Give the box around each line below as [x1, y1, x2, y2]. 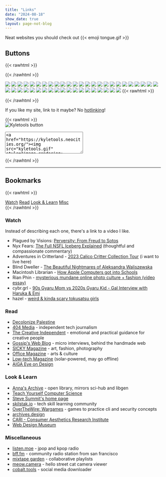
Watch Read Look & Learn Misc [5, 199, 69, 205]
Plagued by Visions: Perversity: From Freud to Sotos [12, 238, 119, 244]
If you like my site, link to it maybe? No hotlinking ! [5, 107, 106, 113]
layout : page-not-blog [5, 21, 52, 26]
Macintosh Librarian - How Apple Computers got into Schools [12, 269, 138, 275]
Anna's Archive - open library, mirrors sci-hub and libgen [12, 385, 128, 391]
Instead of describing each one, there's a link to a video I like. [5, 228, 130, 234]
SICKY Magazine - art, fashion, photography [12, 345, 103, 352]
